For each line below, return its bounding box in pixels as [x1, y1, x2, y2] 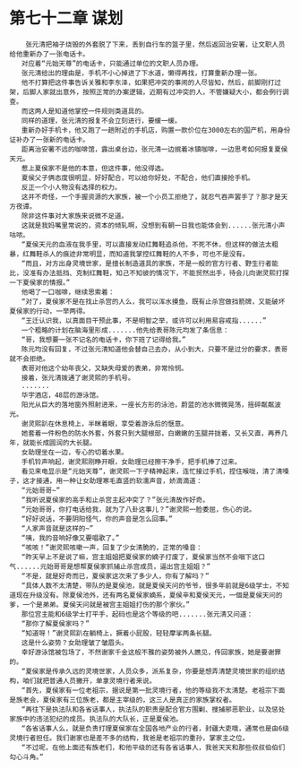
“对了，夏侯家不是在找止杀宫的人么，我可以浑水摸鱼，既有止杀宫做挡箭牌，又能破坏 [21, 297, 286, 306]
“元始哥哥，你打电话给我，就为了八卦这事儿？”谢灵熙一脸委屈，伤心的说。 [21, 505, 257, 514]
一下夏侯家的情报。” [9, 278, 71, 287]
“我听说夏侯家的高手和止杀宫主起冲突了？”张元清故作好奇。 [21, 495, 210, 505]
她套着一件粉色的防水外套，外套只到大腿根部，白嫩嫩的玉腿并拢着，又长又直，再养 [21, 428, 282, 437]
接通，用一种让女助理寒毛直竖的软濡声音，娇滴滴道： [35, 476, 203, 485]
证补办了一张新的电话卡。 [9, 135, 90, 144]
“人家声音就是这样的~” [21, 523, 94, 533]
